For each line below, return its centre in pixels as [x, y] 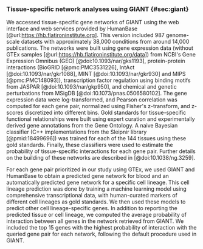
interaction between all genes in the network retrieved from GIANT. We [95, 221]
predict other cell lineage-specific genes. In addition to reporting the [92, 208]
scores [15, 113]
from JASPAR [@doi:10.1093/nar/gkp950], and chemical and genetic [92, 87]
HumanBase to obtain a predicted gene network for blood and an [88, 176]
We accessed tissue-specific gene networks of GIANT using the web [93, 22]
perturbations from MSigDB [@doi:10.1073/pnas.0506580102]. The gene [97, 94]
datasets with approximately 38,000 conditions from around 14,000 [105, 42]
